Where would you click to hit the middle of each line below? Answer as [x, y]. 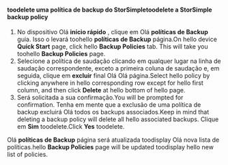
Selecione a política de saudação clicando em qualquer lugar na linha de [119, 61]
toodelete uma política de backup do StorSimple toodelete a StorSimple [110, 10]
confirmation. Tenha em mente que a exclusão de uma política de [109, 105]
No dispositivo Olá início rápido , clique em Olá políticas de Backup [112, 32]
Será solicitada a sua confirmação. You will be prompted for [100, 98]
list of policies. [27, 155]
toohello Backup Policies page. [61, 54]
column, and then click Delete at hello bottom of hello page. [101, 90]
